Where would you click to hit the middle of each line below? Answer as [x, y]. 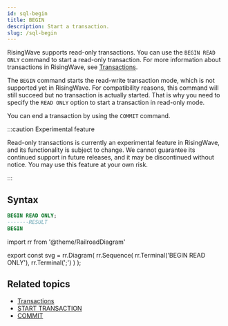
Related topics [39, 284]
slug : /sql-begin [32, 33]
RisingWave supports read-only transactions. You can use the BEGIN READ [111, 52]
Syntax [23, 200]
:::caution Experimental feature [51, 129]
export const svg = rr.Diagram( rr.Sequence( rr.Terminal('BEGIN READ [106, 255]
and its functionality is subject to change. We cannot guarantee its [101, 150]
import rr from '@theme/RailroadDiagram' [66, 242]
